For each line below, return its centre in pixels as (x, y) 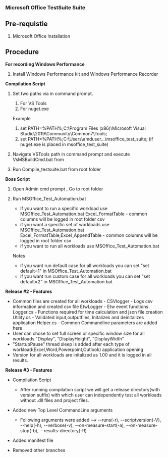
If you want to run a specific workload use (64, 208)
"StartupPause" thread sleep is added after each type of (71, 344)
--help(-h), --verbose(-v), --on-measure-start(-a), (72, 425)
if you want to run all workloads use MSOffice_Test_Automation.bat (90, 246)
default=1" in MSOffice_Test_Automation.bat (66, 271)
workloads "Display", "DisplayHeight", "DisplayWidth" (68, 339)
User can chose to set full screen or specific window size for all (78, 333)
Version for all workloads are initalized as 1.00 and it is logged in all (82, 354)
